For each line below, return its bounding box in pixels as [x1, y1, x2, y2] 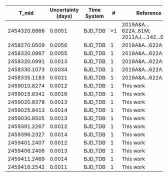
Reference [136, 9, 161, 16]
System [85, 12, 104, 19]
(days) [56, 12, 72, 19]
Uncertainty [49, 6, 79, 13]
